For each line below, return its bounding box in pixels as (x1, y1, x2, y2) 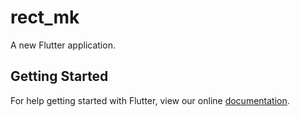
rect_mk (10, 6, 80, 29)
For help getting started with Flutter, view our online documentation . (10, 94, 290, 106)
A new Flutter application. (10, 39, 116, 51)
